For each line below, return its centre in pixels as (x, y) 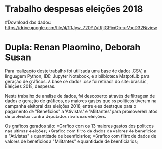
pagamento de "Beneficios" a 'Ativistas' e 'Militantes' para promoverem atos (81, 111)
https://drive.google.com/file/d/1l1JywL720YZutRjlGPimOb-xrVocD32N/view (81, 27)
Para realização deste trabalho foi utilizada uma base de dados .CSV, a (76, 71)
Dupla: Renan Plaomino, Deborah (73, 47)
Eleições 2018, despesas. (30, 86)
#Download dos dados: (28, 22)
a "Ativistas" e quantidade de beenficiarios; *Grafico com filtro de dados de (81, 136)
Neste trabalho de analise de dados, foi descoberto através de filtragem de (80, 96)
